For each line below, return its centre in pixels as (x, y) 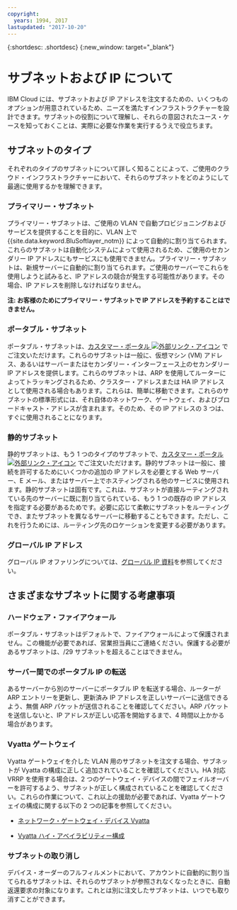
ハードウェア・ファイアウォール (62, 617)
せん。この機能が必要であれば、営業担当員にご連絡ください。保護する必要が (119, 643)
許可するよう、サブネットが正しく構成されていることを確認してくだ (118, 787)
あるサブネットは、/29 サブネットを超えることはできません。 (97, 652)
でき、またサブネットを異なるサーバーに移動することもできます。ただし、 (115, 516)
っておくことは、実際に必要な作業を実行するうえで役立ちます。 (124, 126)
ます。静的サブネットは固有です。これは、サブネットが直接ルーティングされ (118, 489)
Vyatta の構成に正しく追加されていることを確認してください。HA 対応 (123, 770)
